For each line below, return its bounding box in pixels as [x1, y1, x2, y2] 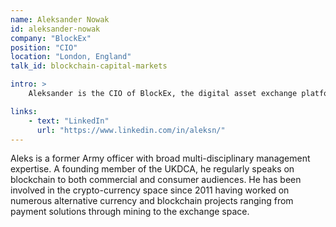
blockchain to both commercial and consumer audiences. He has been [10, 174, 302, 186]
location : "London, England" [10, 52, 132, 62]
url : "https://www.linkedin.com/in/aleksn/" [36, 125, 226, 135]
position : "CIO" [10, 42, 78, 53]
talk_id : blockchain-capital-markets [10, 61, 168, 71]
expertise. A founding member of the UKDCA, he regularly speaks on [10, 163, 295, 175]
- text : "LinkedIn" [28, 116, 110, 126]
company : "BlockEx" [10, 33, 92, 43]
